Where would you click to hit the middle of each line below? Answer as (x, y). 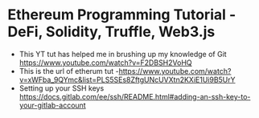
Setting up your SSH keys (62, 88)
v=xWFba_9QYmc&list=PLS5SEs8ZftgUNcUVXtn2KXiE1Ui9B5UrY (127, 79)
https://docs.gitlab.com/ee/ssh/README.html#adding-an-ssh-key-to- (135, 96)
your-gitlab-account (52, 105)
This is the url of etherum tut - (69, 71)
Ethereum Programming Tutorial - (122, 15)
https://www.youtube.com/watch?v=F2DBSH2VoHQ (105, 63)
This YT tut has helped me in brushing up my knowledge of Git (123, 54)
